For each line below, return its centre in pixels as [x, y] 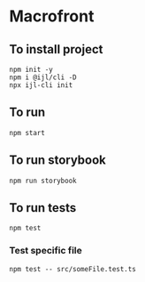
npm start [27, 133]
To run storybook [57, 161]
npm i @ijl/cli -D [43, 77]
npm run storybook [43, 181]
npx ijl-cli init [41, 85]
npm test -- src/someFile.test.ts [73, 269]
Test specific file [46, 251]
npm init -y [31, 69]
